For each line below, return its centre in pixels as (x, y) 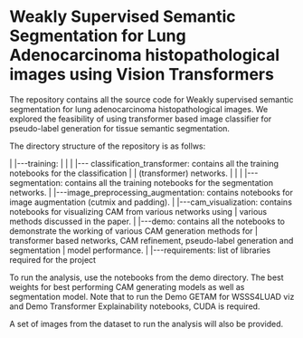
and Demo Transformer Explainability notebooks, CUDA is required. (135, 306)
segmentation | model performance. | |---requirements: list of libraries (140, 250)
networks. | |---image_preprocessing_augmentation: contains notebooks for (151, 192)
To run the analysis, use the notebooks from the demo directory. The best (147, 277)
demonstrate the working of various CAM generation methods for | (133, 231)
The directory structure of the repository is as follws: (108, 146)
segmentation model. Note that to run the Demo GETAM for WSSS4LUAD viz (152, 296)
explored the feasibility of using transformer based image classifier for (141, 119)
